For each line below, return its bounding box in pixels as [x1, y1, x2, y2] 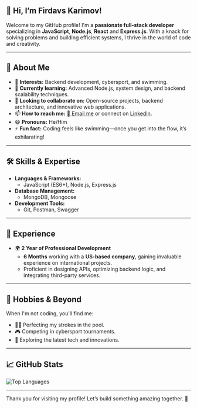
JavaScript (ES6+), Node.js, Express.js [23, 181, 117, 188]
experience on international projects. [23, 259, 113, 267]
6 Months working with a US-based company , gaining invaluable [23, 253, 182, 260]
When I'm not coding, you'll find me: [6, 310, 94, 317]
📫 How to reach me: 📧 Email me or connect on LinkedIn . [14, 110, 152, 117]
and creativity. [6, 40, 41, 47]
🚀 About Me [6, 63, 50, 73]
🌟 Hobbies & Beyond [6, 294, 82, 304]
